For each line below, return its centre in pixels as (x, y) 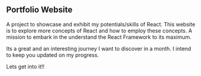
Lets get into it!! (25, 66)
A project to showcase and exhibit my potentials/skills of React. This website (101, 24)
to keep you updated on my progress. (52, 55)
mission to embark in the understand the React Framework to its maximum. (99, 37)
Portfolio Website (40, 10)
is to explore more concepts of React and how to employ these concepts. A (99, 31)
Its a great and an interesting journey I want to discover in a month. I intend (99, 48)
